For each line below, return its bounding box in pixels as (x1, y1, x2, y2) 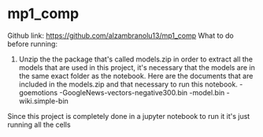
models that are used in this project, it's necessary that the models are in (18, 62, 255, 72)
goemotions (18, 87, 58, 97)
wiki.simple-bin (18, 96, 69, 106)
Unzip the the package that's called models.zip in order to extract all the (18, 54, 254, 64)
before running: (7, 39, 58, 48)
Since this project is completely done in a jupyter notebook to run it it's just (7, 111, 250, 120)
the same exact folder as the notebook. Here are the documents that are (18, 71, 254, 80)
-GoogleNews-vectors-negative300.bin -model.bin (59, 87, 225, 97)
